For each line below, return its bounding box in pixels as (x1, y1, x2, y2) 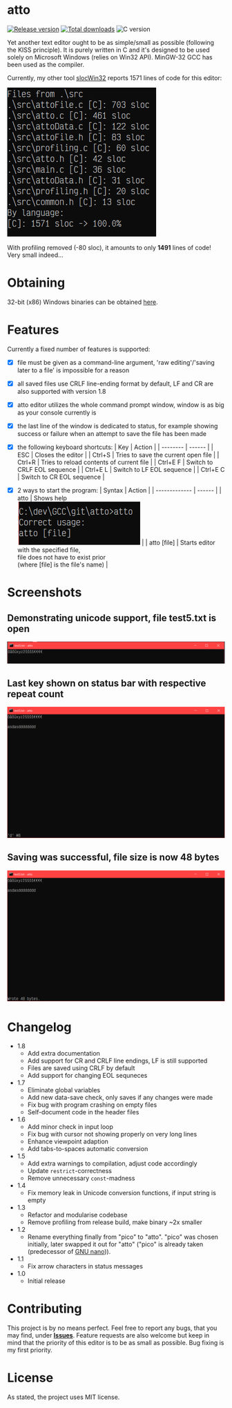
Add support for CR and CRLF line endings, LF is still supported (27, 1056, 208, 1065)
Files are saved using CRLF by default (27, 1064, 135, 1072)
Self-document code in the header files (27, 1108, 139, 1116)
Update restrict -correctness (27, 1167, 113, 1175)
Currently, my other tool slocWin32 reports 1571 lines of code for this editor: (7, 73, 222, 82)
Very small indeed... (7, 251, 64, 259)
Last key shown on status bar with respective (7, 677, 206, 689)
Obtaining (7, 275, 66, 291)
